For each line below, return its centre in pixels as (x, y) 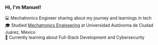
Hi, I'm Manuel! (23, 7)
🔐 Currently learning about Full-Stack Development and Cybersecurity (75, 37)
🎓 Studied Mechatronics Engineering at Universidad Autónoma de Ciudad (79, 25)
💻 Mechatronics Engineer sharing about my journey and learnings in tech (78, 18)
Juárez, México (20, 32)
